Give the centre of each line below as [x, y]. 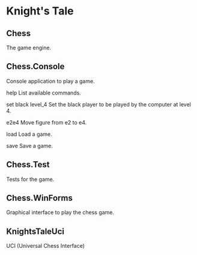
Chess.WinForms [40, 198]
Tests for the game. [30, 179]
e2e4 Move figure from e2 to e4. [47, 122]
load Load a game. [29, 134]
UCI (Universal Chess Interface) [46, 246]
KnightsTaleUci [35, 231]
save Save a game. [29, 146]
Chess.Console [35, 66]
